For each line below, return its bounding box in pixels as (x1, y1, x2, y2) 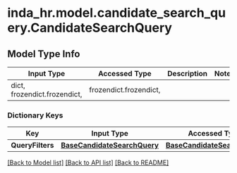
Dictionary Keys (7, 110, 63, 120)
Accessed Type (97, 69, 152, 78)
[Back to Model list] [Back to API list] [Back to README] (7, 158, 169, 167)
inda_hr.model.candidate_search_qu (7, 5, 226, 21)
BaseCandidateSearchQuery (61, 141, 159, 150)
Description (167, 69, 208, 78)
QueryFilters (11, 141, 54, 150)
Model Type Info (7, 48, 80, 60)
